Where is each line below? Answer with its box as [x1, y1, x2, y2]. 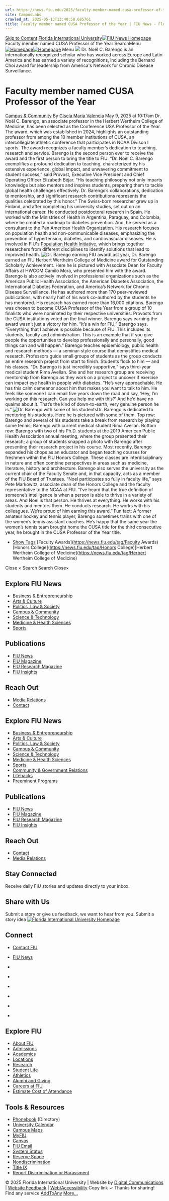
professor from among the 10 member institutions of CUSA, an [5, 134, 135, 140]
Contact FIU [12, 944, 38, 950]
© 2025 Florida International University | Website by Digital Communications [5, 1179, 163, 1185]
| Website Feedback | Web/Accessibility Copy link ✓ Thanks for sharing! [5, 1185, 155, 1191]
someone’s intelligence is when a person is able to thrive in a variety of [5, 492, 152, 498]
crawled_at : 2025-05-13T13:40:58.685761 [5, 17, 92, 22]
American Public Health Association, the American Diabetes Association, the [5, 279, 164, 285]
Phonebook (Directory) [12, 1117, 60, 1123]
